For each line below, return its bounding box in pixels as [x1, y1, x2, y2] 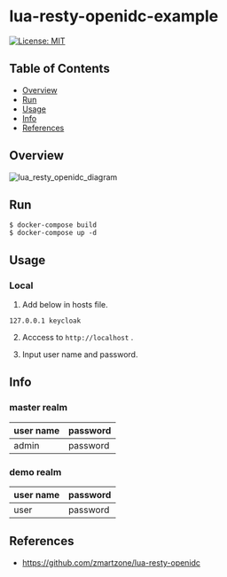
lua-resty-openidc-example [9, 6, 219, 27]
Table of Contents [9, 61, 111, 76]
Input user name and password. [21, 349, 138, 360]
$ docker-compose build [9, 221, 98, 230]
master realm [9, 402, 68, 414]
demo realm [9, 465, 62, 478]
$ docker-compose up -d [9, 229, 98, 238]
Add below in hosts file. [21, 300, 108, 310]
